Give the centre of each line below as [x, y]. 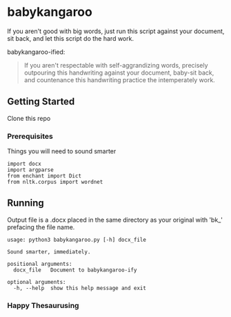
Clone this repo [29, 118]
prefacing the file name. [41, 227]
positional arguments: [40, 264]
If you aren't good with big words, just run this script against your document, [116, 31]
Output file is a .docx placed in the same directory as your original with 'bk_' [115, 220]
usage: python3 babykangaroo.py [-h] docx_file [77, 240]
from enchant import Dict [44, 176]
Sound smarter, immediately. [49, 252]
